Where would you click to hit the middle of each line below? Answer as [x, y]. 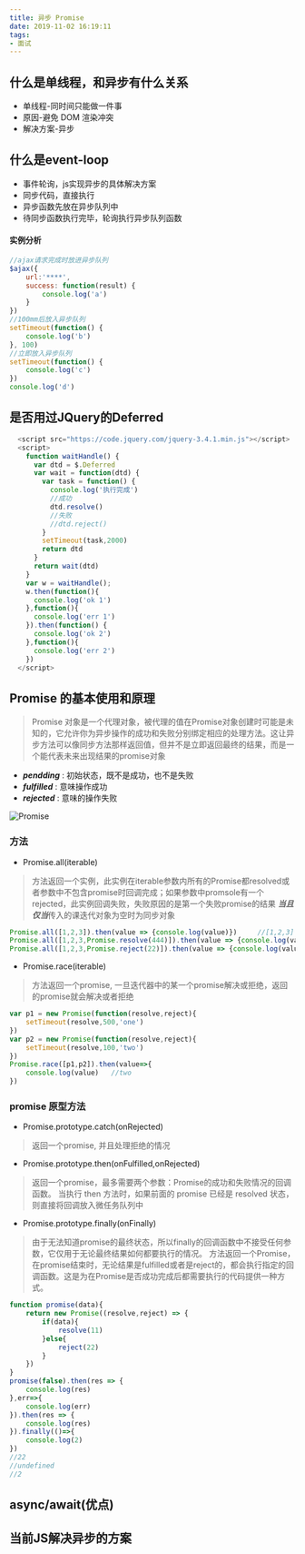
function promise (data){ [56, 1305]
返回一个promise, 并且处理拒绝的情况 [101, 1145]
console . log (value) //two [79, 1073]
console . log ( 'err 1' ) [74, 617]
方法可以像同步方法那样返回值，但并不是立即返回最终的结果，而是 [163, 745]
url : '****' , [48, 277]
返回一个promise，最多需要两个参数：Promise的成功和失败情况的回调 [162, 1183]
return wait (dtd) [66, 566]
